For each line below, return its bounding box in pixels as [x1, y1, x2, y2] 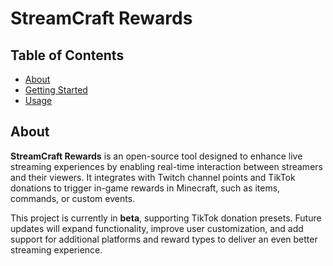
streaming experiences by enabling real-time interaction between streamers [10, 160, 323, 172]
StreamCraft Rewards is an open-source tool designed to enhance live [10, 150, 303, 162]
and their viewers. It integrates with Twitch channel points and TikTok [10, 171, 296, 183]
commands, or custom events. [10, 192, 136, 204]
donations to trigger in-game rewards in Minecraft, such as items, [10, 182, 281, 194]
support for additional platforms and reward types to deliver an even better [10, 233, 318, 245]
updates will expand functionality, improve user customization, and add [10, 222, 304, 234]
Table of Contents [10, 47, 125, 64]
